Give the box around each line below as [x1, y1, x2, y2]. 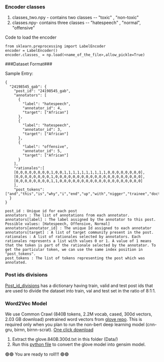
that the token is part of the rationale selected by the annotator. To [5, 243, 156, 248]
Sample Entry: [5, 71, 33, 76]
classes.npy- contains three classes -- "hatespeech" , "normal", [12, 20, 141, 25]
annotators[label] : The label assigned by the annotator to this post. [5, 217, 156, 222]
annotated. [5, 260, 27, 265]
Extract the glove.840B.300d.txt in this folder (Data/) [12, 336, 118, 342]
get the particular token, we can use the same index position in [5, 247, 143, 252]
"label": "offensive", [22, 145, 69, 149]
